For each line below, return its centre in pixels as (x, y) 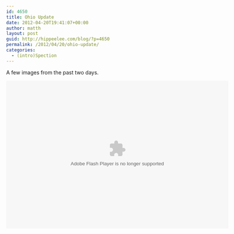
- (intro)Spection (34, 56)
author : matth (24, 28)
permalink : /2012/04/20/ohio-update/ (53, 45)
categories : (21, 50)
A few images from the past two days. (52, 72)
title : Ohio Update (30, 17)
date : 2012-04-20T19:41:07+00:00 (47, 22)
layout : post (22, 34)
